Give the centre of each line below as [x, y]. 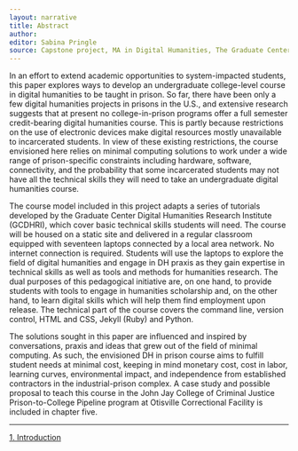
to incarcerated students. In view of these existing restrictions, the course [144, 142]
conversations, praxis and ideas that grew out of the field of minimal [133, 346]
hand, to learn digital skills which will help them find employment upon [137, 301]
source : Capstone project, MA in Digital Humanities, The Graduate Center [150, 51]
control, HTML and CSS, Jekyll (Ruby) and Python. [102, 320]
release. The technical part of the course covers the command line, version [146, 310]
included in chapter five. [54, 412]
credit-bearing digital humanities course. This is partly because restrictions [146, 123]
